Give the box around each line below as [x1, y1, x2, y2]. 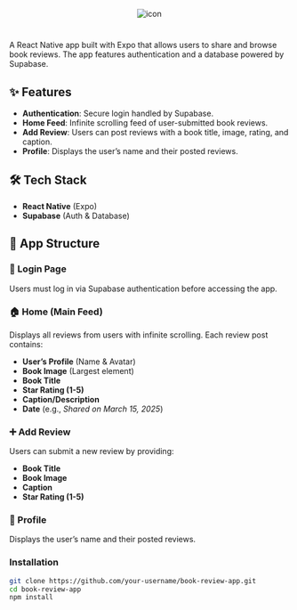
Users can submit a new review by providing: [9, 446, 174, 457]
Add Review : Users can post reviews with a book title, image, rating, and [21, 127, 289, 137]
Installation [9, 557, 60, 569]
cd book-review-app [9, 584, 82, 594]
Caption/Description [21, 394, 100, 404]
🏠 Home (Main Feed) [9, 305, 104, 318]
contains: [9, 338, 44, 349]
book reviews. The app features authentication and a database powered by [9, 49, 285, 60]
